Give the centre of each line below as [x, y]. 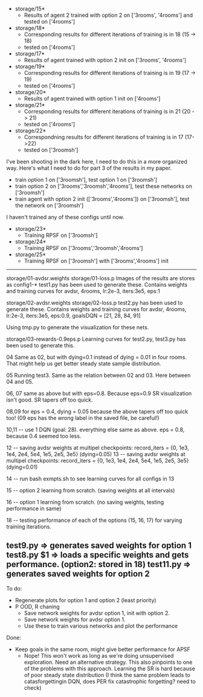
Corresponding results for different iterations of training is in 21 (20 [107, 111]
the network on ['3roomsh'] [49, 205]
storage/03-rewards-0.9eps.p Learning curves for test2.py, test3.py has [96, 339]
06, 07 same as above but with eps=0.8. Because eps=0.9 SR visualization [99, 393]
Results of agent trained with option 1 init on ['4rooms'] [92, 98]
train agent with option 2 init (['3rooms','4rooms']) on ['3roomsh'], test [102, 199]
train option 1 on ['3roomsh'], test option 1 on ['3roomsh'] [86, 180]
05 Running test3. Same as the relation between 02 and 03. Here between [98, 375]
